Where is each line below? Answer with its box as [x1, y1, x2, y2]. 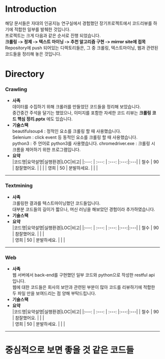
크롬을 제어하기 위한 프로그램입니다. [12, 147, 81, 153]
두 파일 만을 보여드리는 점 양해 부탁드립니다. [12, 290, 97, 296]
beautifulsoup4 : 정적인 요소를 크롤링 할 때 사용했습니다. [12, 128, 121, 134]
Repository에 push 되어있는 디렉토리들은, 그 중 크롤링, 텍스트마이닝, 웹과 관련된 [5, 45, 159, 51]
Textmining [5, 182, 33, 189]
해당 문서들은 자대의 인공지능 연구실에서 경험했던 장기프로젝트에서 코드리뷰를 [5, 20, 152, 26]
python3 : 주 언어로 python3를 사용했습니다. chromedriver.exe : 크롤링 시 [12, 141, 156, 147]
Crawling [5, 86, 27, 93]
